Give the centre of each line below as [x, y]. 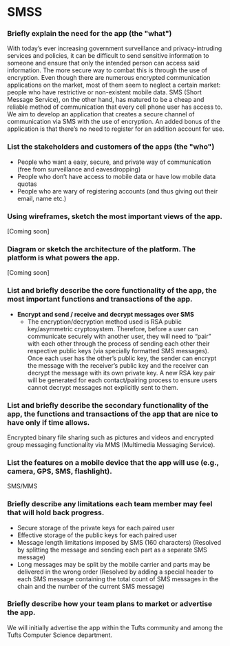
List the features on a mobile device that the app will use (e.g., [113, 462]
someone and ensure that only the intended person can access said [103, 63]
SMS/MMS [22, 486]
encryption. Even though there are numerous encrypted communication [109, 78]
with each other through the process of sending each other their [118, 343]
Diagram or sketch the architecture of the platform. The [102, 249]
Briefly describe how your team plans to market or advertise [110, 604]
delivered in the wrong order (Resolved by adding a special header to [115, 572]
